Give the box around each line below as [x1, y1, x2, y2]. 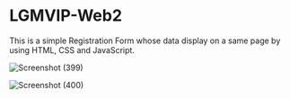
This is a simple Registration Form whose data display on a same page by [9, 35, 281, 46]
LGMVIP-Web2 [9, 5, 123, 26]
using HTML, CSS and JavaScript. [9, 44, 135, 55]
